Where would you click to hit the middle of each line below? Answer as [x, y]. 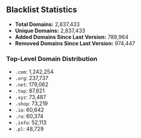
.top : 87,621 [30, 91]
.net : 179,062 [31, 85]
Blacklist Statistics [42, 10]
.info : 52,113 [31, 122]
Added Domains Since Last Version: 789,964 [72, 37]
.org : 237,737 [31, 78]
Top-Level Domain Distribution [52, 59]
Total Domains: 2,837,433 [47, 24]
